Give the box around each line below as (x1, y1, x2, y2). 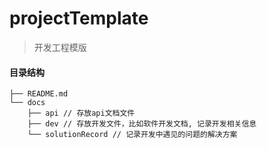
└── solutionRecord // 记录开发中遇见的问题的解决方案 (27, 130, 238, 140)
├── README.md (9, 89, 69, 99)
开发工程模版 (33, 41, 87, 53)
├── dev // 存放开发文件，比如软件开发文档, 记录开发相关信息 (27, 119, 257, 129)
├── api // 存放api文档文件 (27, 108, 136, 119)
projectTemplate (9, 7, 149, 30)
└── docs (9, 98, 46, 108)
